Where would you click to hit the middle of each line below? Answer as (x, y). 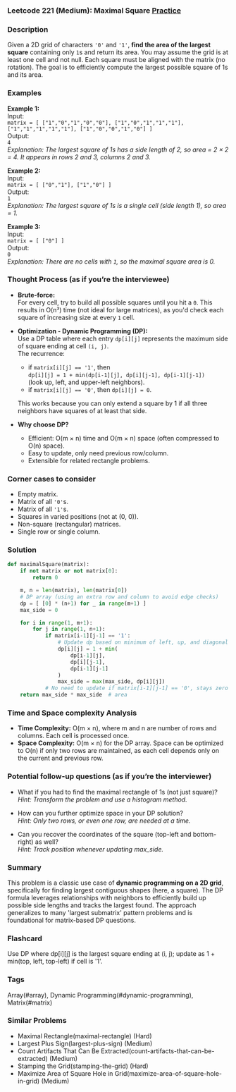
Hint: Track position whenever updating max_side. (91, 849)
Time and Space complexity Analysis (72, 713)
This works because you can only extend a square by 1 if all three (112, 403)
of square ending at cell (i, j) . (63, 346)
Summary (25, 867)
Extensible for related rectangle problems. (89, 460)
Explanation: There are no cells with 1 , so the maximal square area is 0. (111, 261)
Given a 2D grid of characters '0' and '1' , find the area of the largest (109, 45)
